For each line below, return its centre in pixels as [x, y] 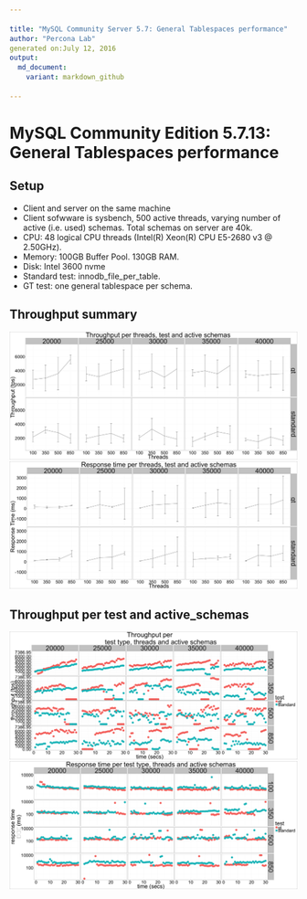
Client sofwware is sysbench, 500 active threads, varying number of [152, 217]
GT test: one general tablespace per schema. [108, 286]
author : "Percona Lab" [53, 38]
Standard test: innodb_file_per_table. [91, 276]
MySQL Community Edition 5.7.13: [140, 133]
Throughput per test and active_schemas [129, 614]
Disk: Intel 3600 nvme [64, 266]
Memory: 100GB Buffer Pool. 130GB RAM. [101, 257]
